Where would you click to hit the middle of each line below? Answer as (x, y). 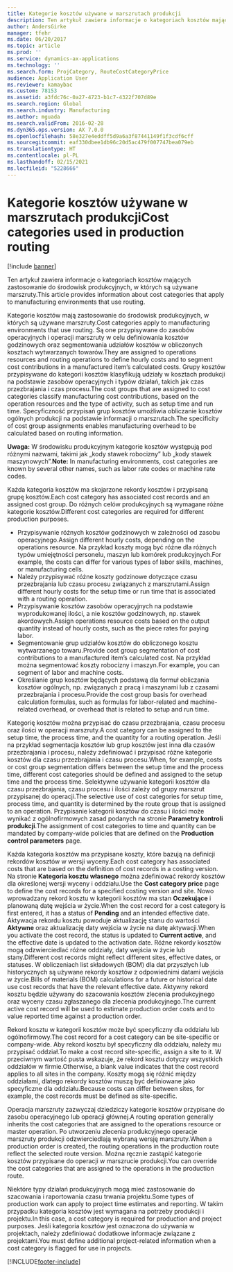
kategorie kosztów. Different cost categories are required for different (106, 511)
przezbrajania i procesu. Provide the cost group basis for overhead (112, 694)
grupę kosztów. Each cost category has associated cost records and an (109, 497)
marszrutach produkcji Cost (88, 217)
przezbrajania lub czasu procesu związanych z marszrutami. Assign (113, 584)
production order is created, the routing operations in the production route (113, 1146)
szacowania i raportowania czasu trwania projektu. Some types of (101, 1196)
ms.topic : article (34, 46)
